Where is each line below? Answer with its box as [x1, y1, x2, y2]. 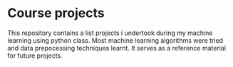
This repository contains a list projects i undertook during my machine [7, 29, 213, 37]
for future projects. [7, 51, 63, 60]
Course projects [7, 5, 105, 21]
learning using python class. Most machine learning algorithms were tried [7, 36, 223, 44]
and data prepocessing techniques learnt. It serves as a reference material [7, 43, 227, 52]
